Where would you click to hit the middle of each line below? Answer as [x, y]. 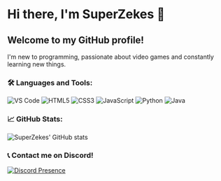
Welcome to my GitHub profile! [76, 40]
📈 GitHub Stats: [35, 120]
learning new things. [37, 64]
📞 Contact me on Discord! [50, 155]
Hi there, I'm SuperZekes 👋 [86, 14]
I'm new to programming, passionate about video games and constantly [111, 57]
